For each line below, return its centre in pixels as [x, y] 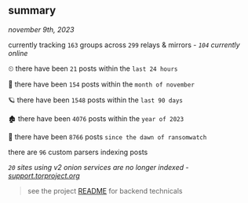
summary [32, 11]
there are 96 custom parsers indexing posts [78, 152]
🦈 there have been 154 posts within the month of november [101, 84]
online [18, 53]
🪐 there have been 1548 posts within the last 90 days [95, 100]
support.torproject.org [44, 175]
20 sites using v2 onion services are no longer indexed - [98, 167]
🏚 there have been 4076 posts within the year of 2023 [96, 118]
